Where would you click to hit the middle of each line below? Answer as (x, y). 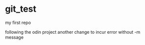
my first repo (18, 22)
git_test (21, 9)
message (14, 37)
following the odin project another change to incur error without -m (73, 32)
